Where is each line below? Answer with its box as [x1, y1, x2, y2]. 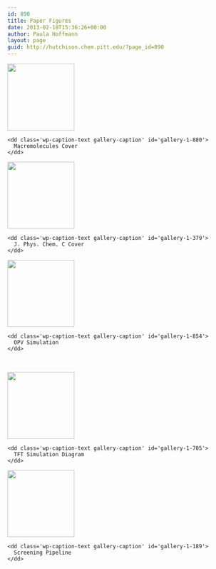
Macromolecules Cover [14, 143, 78, 150]
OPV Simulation [14, 339, 59, 346]
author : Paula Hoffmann [7, 30, 78, 38]
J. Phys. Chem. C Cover [14, 241, 84, 248]
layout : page [7, 37, 46, 44]
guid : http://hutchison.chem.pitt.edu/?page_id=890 [7, 44, 164, 51]
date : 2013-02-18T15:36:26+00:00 [7, 24, 107, 31]
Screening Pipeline [14, 549, 72, 556]
